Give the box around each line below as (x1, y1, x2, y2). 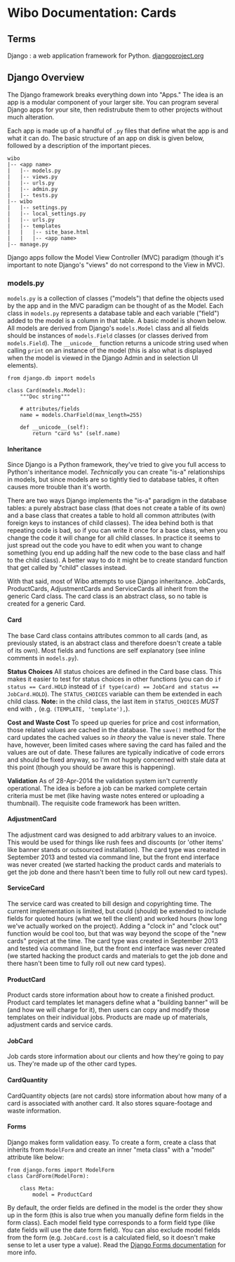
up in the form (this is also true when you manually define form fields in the (7, 1211, 224, 1219)
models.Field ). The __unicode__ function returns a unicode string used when (7, 339, 229, 347)
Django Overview (7, 72, 85, 84)
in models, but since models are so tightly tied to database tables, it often (7, 475, 220, 484)
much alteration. (7, 112, 55, 121)
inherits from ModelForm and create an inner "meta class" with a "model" (7, 1145, 215, 1154)
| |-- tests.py (7, 192, 58, 199)
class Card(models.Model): (7, 387, 86, 394)
